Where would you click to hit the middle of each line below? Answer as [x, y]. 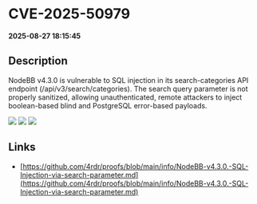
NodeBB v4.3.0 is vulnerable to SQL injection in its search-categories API [128, 80]
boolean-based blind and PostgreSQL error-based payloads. [108, 105]
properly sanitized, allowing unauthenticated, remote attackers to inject [125, 97]
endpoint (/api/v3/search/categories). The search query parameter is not [128, 88]
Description [38, 61]
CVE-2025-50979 [69, 14]
